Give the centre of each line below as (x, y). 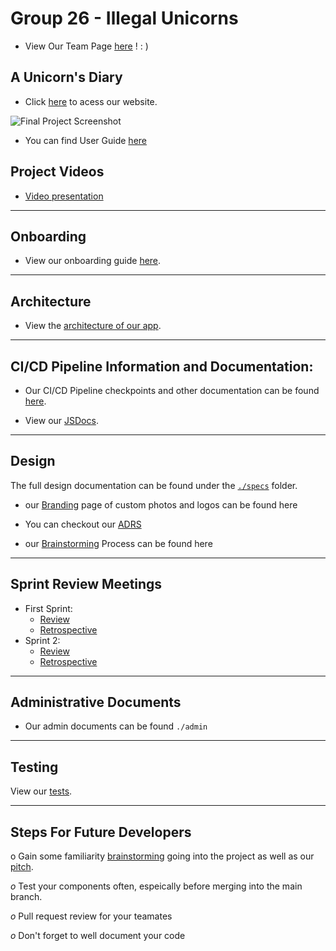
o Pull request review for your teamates (91, 916)
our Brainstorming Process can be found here (118, 543)
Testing (34, 767)
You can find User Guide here (85, 140)
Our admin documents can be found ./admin (116, 726)
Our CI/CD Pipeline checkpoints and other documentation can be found (172, 390)
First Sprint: (48, 608)
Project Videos (57, 172)
